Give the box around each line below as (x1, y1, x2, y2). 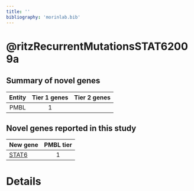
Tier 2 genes (73, 93, 111, 101)
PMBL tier (44, 141, 72, 149)
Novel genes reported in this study (6, 123, 137, 133)
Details (6, 174, 41, 188)
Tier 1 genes (31, 93, 69, 101)
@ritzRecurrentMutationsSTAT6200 (6, 40, 188, 53)
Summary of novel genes (6, 76, 101, 86)
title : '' (6, 8, 31, 15)
